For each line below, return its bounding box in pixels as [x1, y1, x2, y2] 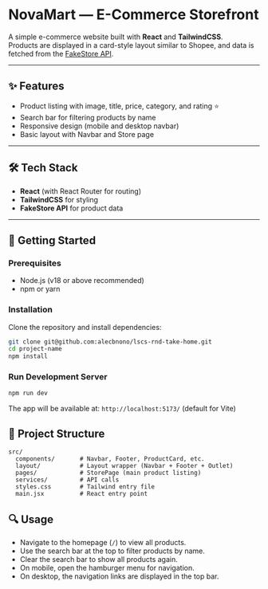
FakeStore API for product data [19, 203, 124, 213]
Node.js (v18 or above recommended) [19, 276, 145, 285]
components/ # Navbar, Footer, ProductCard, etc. [15, 455, 205, 463]
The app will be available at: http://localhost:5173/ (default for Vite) [8, 404, 237, 414]
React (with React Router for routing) [19, 186, 142, 196]
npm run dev [8, 389, 48, 398]
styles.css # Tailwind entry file [15, 483, 156, 491]
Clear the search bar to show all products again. [19, 554, 178, 563]
